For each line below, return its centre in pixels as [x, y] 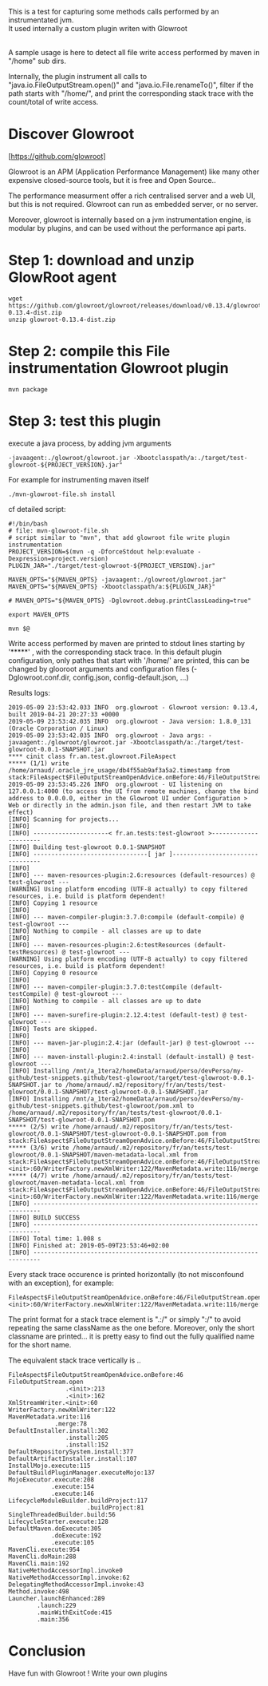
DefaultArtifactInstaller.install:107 [73, 1458]
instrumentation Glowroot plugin [118, 369]
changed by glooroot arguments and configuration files [99, 668]
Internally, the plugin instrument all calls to [78, 76]
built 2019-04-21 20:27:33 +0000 [64, 714]
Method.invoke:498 [39, 1591]
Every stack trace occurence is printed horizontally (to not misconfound [126, 1274]
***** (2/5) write [39, 1127]
